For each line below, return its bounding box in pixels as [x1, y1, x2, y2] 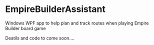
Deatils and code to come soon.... [5, 35, 74, 41]
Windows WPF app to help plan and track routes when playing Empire [5, 20, 149, 26]
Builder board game [5, 25, 46, 31]
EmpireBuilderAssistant [5, 3, 106, 15]
